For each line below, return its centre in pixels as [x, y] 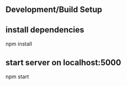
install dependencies [45, 30]
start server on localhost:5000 [63, 62]
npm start [17, 77]
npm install [19, 44]
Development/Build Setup [54, 10]
